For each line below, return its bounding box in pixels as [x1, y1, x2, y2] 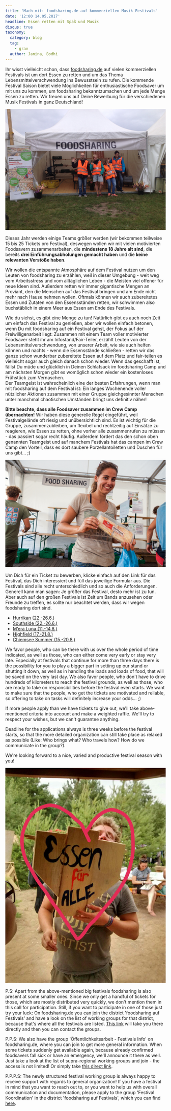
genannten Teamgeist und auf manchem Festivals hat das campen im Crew [5, 439, 163, 445]
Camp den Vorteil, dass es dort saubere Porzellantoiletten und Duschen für [5, 444, 163, 450]
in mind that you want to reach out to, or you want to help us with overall [5, 1084, 157, 1090]
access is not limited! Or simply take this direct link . [5, 1063, 113, 1070]
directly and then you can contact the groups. [5, 1026, 101, 1032]
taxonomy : [5, 30, 26, 35]
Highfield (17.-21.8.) [12, 631, 53, 637]
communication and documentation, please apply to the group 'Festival [5, 1090, 155, 1096]
